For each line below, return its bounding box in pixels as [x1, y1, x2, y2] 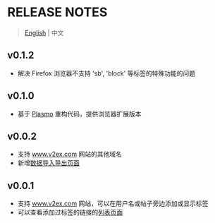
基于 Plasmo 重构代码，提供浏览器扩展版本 [17, 109, 142, 118]
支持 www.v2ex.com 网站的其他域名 [17, 150, 122, 159]
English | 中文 [24, 28, 65, 37]
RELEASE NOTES [7, 4, 108, 20]
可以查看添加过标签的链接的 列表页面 [17, 208, 123, 217]
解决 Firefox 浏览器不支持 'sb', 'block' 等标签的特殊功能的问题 [17, 68, 196, 78]
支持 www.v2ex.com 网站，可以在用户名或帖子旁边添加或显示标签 [17, 199, 209, 208]
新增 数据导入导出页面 [17, 159, 80, 167]
